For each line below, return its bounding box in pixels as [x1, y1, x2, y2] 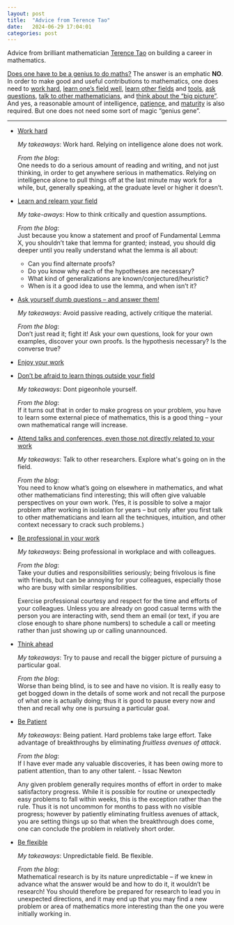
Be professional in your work [17, 534, 100, 542]
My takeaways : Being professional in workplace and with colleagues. [17, 548, 217, 556]
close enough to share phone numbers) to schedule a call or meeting [17, 619, 216, 627]
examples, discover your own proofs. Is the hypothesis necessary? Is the [17, 337, 227, 346]
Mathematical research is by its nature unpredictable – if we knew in [17, 873, 213, 881]
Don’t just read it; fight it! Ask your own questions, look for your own [17, 330, 213, 338]
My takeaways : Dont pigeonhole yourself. [17, 385, 137, 394]
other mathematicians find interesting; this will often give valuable [17, 491, 206, 499]
